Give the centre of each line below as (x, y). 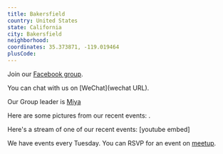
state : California (35, 27)
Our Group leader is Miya (44, 101)
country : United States (43, 21)
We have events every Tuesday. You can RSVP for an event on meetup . (112, 143)
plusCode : (22, 54)
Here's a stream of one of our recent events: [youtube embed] (99, 129)
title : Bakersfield (36, 14)
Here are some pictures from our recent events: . (79, 115)
